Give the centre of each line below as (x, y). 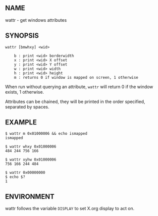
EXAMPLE (21, 123)
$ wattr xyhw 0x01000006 (31, 160)
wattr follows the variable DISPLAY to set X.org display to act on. (70, 209)
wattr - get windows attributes (36, 20)
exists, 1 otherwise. (25, 92)
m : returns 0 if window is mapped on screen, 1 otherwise (76, 77)
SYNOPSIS (22, 36)
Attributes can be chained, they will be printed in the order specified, (75, 102)
